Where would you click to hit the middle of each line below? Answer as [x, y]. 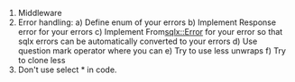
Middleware [40, 13]
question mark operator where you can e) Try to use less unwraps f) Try [152, 51]
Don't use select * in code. [67, 70]
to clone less [41, 60]
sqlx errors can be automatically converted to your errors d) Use [138, 41]
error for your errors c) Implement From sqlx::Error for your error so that [150, 32]
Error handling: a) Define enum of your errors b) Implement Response [147, 22]
